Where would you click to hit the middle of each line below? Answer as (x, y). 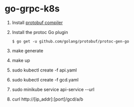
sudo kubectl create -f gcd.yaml (45, 79)
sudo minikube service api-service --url (53, 89)
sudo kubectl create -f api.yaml (44, 70)
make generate (28, 50)
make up (21, 60)
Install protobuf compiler (37, 22)
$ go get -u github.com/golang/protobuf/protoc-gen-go (71, 41)
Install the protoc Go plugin (40, 32)
